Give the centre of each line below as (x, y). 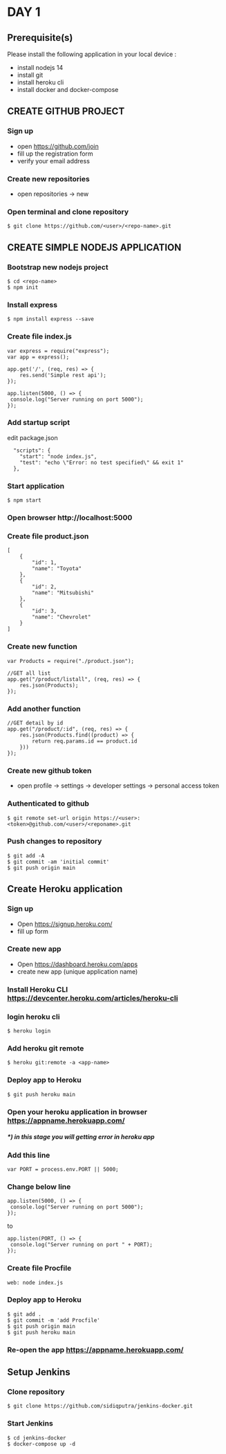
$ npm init (23, 287)
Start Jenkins (30, 1424)
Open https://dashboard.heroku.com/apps (77, 964)
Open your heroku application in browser (77, 1111)
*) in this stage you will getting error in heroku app (81, 1137)
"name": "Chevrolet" (62, 617)
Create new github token (49, 770)
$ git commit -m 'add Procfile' (54, 1320)
